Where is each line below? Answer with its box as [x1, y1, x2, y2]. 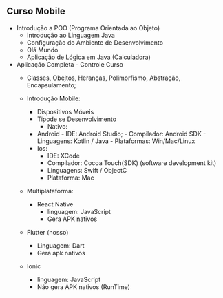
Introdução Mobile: [26, 94, 81, 103]
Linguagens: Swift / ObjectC [47, 166, 127, 174]
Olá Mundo [26, 45, 59, 54]
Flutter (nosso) [26, 228, 69, 236]
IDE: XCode [47, 151, 80, 160]
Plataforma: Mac [47, 173, 94, 182]
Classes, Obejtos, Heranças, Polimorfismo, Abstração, [26, 74, 181, 82]
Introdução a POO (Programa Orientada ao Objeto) [16, 23, 160, 32]
